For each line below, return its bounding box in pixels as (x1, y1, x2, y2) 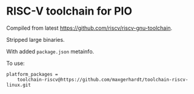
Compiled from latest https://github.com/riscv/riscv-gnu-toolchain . (6, 24, 173, 32)
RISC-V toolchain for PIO (6, 4, 132, 18)
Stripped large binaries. (6, 36, 65, 43)
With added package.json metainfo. (6, 47, 95, 55)
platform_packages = (6, 71, 59, 77)
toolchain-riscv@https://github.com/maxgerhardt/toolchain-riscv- (17, 76, 189, 82)
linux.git (6, 82, 32, 88)
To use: (6, 59, 25, 67)
